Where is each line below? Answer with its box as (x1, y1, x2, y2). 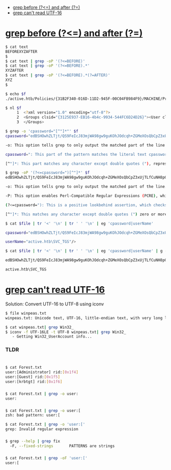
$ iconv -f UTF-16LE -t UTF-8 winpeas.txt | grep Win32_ (5, 329, 126, 335)
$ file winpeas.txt (5, 311, 47, 316)
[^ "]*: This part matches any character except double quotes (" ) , (5, 161, 152, 166)
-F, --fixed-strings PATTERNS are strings (10, 443, 115, 449)
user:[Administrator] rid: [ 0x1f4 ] (5, 370, 79, 375)
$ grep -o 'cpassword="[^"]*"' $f (5, 129, 79, 134)
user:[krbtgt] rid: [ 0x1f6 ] (5, 379, 63, 384)
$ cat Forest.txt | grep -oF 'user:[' (5, 455, 88, 460)
